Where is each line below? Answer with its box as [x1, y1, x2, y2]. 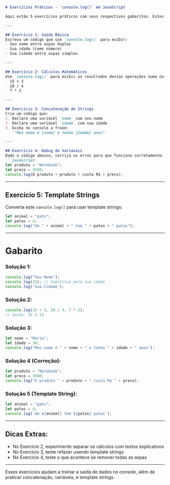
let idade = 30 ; [5, 341, 39, 346]
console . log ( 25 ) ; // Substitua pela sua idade [5, 279, 105, 285]
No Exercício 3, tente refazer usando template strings [12, 449, 124, 455]
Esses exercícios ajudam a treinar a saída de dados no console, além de [5, 469, 155, 475]
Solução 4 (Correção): [5, 357, 61, 364]
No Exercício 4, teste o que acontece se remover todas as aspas [12, 454, 147, 460]
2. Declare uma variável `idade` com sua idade [5, 121, 108, 126]
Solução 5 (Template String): [5, 390, 77, 397]
